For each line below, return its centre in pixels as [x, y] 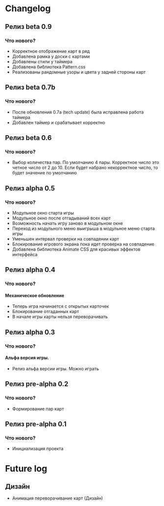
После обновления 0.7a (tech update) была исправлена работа [78, 112]
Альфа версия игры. [27, 358]
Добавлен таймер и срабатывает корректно [59, 122]
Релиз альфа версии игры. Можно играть [56, 368]
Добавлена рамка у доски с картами [51, 56]
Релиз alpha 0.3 [30, 332]
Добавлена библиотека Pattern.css [49, 67]
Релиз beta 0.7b [30, 87]
